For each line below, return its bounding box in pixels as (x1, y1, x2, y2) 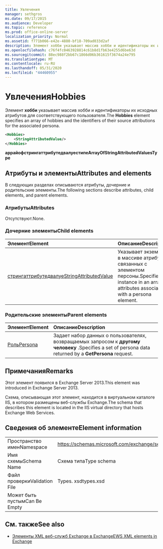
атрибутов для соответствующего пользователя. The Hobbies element (5, 112, 150, 118)
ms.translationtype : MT (5, 57, 53, 62)
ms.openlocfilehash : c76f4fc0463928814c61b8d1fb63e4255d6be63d (5, 48, 136, 52)
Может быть (7, 491, 37, 498)
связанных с (117, 260, 147, 267)
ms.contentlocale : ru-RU (5, 61, 55, 66)
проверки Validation (7, 478, 53, 484)
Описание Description (53, 324, 106, 331)
